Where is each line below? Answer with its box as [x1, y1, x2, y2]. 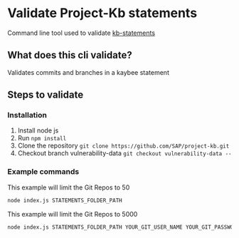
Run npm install [17, 134, 67, 143]
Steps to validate [7, 89, 84, 101]
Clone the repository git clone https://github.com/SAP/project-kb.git [17, 141, 230, 150]
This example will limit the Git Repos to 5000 [7, 209, 138, 218]
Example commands [7, 167, 80, 177]
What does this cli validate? [7, 49, 133, 61]
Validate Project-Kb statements [7, 5, 198, 21]
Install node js [17, 126, 59, 135]
